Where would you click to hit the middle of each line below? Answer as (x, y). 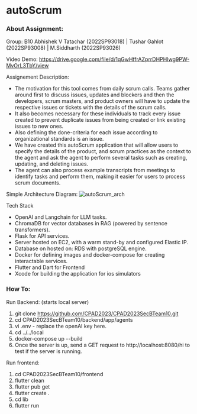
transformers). (32, 230)
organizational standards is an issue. (59, 139)
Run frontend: (23, 363)
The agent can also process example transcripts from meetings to (95, 170)
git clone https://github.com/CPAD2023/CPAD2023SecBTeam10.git (96, 313)
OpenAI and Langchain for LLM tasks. (61, 217)
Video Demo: (22, 59)
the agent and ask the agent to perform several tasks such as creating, (101, 158)
